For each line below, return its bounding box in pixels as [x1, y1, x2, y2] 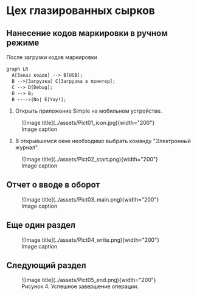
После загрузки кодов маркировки [6, 54, 97, 61]
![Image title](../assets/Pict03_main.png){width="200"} [21, 196, 159, 203]
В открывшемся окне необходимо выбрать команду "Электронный [15, 138, 192, 144]
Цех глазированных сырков [6, 4, 155, 18]
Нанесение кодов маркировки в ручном [6, 28, 168, 38]
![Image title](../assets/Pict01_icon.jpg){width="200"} [21, 119, 155, 126]
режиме [6, 37, 40, 48]
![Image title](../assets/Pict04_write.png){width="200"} [21, 236, 160, 244]
